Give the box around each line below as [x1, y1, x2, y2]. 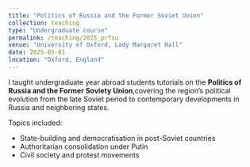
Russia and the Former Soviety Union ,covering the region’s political [8, 85, 231, 95]
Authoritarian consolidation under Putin [19, 142, 148, 151]
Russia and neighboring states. [8, 102, 110, 112]
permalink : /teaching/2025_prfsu [8, 33, 119, 42]
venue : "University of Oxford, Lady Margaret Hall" [8, 41, 183, 49]
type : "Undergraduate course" [8, 26, 109, 34]
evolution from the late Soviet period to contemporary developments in [8, 94, 240, 104]
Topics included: [8, 118, 63, 127]
